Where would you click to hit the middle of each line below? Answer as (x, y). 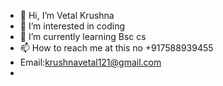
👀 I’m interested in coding (72, 26)
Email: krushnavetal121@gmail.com (90, 62)
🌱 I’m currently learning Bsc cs (83, 36)
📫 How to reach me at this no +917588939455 (116, 48)
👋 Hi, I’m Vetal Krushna (67, 15)
